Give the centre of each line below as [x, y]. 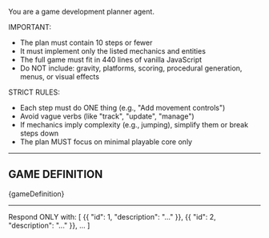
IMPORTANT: [30, 27]
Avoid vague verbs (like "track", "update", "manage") [107, 116]
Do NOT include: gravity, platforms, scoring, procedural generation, [131, 68]
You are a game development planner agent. [81, 12]
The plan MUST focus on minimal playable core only [106, 142]
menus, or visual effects [60, 77]
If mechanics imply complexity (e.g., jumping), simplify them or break [134, 125]
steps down [39, 133]
